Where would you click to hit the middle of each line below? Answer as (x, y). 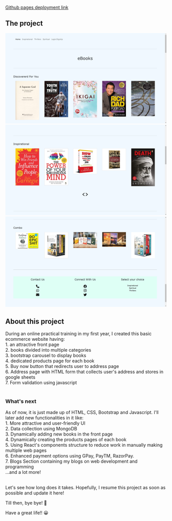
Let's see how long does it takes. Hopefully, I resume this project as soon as (85, 488)
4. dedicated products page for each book (50, 361)
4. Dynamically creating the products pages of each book (66, 440)
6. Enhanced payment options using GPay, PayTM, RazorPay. (70, 456)
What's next (21, 401)
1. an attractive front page (33, 344)
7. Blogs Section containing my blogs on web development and (71, 461)
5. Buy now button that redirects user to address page (62, 366)
